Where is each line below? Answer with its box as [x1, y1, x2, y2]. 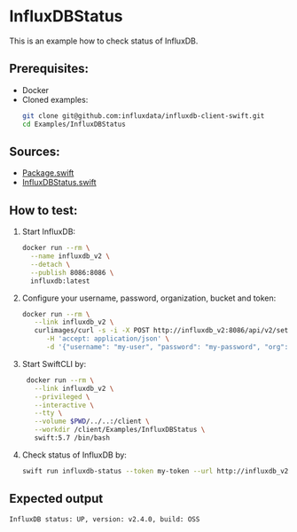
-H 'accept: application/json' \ [45, 334, 170, 343]
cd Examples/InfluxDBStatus [21, 120, 126, 129]
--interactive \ [34, 401, 95, 410]
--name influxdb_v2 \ [30, 252, 111, 261]
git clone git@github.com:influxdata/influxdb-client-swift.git [21, 111, 265, 121]
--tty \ [34, 409, 63, 418]
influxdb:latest [30, 277, 90, 286]
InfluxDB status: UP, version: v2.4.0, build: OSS [9, 514, 200, 524]
